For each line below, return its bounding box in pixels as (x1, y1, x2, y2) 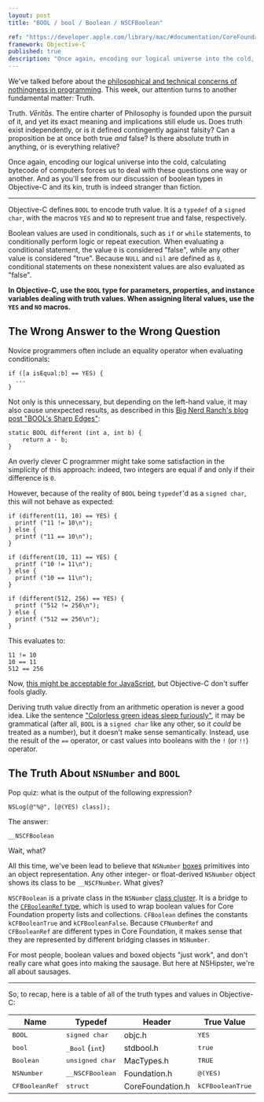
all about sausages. (8, 967, 71, 976)
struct (65, 1082, 90, 1090)
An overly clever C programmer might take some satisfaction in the (8, 456, 225, 466)
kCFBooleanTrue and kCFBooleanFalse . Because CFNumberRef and (8, 918, 214, 927)
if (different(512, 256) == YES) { (8, 595, 125, 603)
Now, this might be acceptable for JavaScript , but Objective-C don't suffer (8, 678, 249, 688)
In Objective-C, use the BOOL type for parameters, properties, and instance (8, 286, 255, 295)
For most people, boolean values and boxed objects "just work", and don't (8, 949, 248, 960)
